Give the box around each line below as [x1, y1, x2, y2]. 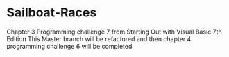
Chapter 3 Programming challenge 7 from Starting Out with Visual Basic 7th [6, 27, 223, 36]
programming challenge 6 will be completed [6, 42, 133, 50]
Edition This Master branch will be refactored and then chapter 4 [6, 34, 192, 43]
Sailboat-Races [6, 5, 97, 21]
